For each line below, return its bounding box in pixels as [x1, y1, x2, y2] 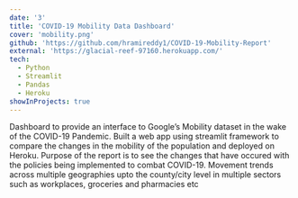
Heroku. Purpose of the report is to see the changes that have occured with [9, 150, 290, 161]
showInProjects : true [9, 96, 91, 106]
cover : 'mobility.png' [9, 30, 95, 39]
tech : [9, 55, 30, 64]
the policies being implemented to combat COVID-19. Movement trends [9, 159, 274, 171]
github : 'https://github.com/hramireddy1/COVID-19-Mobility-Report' [9, 38, 272, 48]
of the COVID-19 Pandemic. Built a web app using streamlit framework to [9, 131, 279, 142]
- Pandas [17, 80, 50, 89]
